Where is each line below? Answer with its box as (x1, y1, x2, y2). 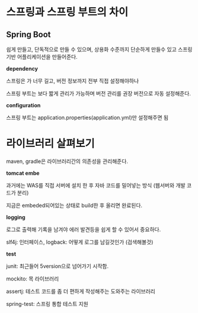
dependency (6, 65, 39, 72)
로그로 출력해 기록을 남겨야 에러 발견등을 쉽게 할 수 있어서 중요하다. (6, 226, 161, 233)
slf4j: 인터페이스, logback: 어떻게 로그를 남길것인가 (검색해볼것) (6, 238, 154, 245)
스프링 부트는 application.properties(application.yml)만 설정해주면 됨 (6, 114, 169, 121)
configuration (6, 102, 41, 108)
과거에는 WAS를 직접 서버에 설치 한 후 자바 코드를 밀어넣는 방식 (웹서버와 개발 (6, 181, 186, 189)
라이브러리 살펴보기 (6, 137, 95, 151)
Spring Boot (6, 29, 51, 39)
